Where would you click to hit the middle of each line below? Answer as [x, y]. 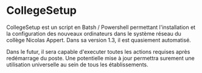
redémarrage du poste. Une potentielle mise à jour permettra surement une [100, 58]
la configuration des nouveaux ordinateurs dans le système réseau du [94, 33]
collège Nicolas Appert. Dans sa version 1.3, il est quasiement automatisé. [99, 40]
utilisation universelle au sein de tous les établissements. [78, 65]
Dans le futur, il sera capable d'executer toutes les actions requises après [98, 51]
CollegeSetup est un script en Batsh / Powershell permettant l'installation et [101, 27]
